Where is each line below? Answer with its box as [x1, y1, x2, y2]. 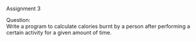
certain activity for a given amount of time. [6, 29, 112, 36]
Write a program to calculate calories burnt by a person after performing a [6, 23, 191, 30]
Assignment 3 [6, 5, 41, 12]
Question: [6, 17, 31, 23]
